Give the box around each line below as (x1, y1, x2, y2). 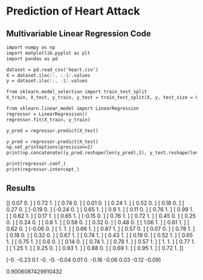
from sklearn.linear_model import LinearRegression (6, 105, 139, 112)
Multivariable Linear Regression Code (6, 28, 151, 39)
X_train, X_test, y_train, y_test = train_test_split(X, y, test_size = (6, 95, 193, 101)
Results (6, 183, 36, 193)
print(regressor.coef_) (6, 161, 66, 167)
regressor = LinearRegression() (6, 111, 88, 117)
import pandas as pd (6, 56, 59, 62)
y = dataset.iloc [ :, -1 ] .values (6, 78, 88, 84)
